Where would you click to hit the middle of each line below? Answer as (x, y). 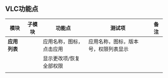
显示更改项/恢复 (61, 58)
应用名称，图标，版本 (113, 41)
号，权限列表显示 (108, 49)
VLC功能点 (22, 9)
